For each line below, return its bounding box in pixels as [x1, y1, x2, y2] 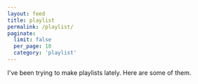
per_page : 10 [13, 43, 52, 50]
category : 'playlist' [13, 50, 77, 57]
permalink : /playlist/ [7, 23, 74, 30]
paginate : [7, 29, 37, 37]
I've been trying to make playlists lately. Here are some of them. [7, 68, 192, 77]
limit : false [13, 36, 52, 43]
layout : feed [7, 10, 46, 17]
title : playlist [7, 17, 55, 24]
